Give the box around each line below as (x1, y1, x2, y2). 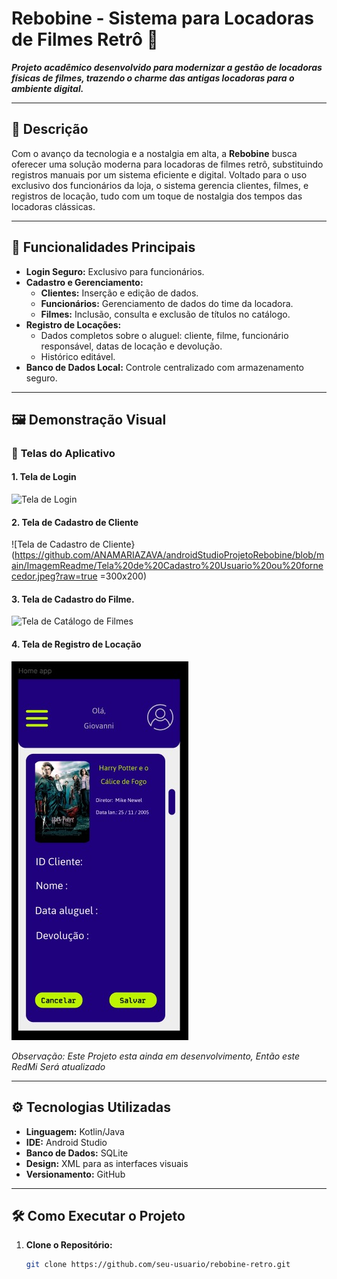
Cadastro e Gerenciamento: (25, 276, 144, 288)
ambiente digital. (11, 82, 84, 94)
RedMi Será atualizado (11, 1060, 106, 1072)
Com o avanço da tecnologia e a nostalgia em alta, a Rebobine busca (11, 147, 298, 159)
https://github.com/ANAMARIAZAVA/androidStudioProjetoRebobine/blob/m (14, 549, 325, 561)
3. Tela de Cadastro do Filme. (11, 593, 135, 605)
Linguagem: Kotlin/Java (25, 1125, 125, 1137)
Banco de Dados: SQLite (25, 1147, 129, 1159)
